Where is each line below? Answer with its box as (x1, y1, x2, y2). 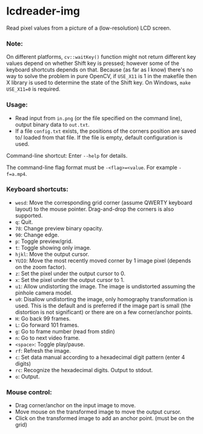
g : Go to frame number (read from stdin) (15, 327, 115, 335)
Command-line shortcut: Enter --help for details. (6, 152, 128, 159)
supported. (15, 212, 43, 219)
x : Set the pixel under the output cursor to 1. (15, 276, 125, 283)
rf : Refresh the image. (15, 347, 72, 354)
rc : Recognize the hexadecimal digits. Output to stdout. (15, 366, 153, 373)
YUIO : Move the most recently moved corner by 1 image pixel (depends (15, 256, 191, 264)
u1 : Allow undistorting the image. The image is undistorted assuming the (15, 282, 196, 290)
